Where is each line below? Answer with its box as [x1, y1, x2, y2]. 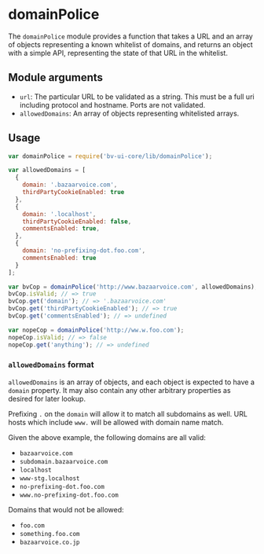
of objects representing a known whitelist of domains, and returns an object [8, 39, 253, 49]
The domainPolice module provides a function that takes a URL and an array [8, 31, 253, 41]
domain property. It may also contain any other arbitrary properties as [8, 385, 231, 394]
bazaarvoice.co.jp [19, 538, 80, 546]
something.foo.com [19, 530, 80, 537]
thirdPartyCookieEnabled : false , [22, 218, 132, 226]
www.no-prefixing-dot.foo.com [19, 491, 119, 499]
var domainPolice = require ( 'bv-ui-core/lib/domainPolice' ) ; [8, 152, 213, 160]
